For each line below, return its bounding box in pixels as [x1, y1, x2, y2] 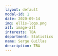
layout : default [5, 7, 38, 12]
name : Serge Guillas [5, 39, 47, 44]
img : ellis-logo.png [5, 20, 47, 26]
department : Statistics [5, 35, 54, 39]
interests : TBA [5, 30, 36, 35]
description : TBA [5, 43, 40, 48]
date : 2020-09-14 [5, 16, 40, 21]
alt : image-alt [5, 25, 36, 30]
